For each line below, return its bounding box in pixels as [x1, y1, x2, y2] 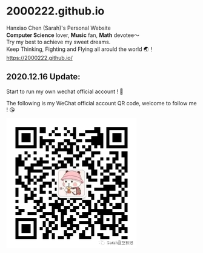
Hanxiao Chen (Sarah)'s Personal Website [6, 24, 111, 31]
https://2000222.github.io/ [6, 54, 73, 61]
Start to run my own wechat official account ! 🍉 [6, 88, 124, 95]
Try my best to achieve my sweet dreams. [6, 38, 111, 45]
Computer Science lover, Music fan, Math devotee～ [6, 31, 139, 39]
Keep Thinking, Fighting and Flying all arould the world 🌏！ [6, 45, 155, 53]
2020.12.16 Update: [6, 71, 81, 82]
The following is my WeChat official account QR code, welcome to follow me [6, 99, 197, 107]
